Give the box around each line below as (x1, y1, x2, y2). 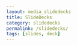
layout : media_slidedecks (6, 8, 71, 15)
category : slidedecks (6, 20, 61, 26)
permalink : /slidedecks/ (6, 25, 69, 32)
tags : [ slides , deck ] (6, 31, 61, 37)
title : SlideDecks (6, 14, 52, 20)
